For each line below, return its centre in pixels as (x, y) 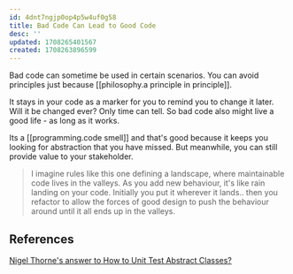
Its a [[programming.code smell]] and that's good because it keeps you (139, 138)
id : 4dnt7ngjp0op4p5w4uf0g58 (63, 17)
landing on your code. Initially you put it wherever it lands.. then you (154, 193)
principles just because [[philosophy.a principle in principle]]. (121, 85)
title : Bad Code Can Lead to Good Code (83, 26)
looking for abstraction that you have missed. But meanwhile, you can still (143, 148)
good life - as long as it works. (64, 121)
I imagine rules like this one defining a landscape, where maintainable (158, 174)
